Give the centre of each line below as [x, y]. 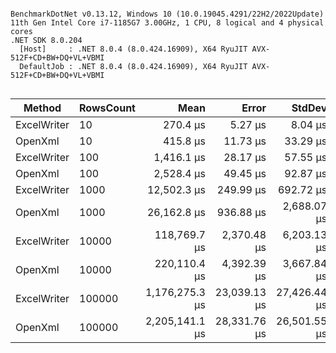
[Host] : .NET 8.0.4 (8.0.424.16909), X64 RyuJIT [133, 49]
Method [42, 108]
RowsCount [107, 108]
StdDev [309, 108]
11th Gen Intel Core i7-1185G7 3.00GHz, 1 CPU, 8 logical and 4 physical [167, 23]
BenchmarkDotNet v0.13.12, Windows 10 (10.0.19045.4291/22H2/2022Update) [167, 14]
